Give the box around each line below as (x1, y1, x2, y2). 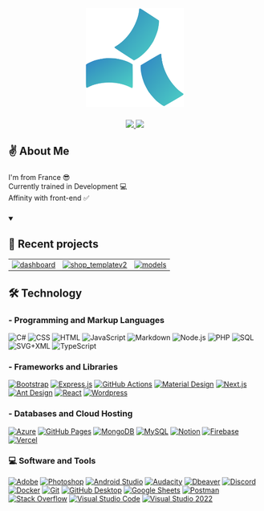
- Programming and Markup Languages (8, 314, 164, 325)
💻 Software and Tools (8, 456, 96, 467)
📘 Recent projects (8, 237, 99, 251)
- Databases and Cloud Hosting (8, 408, 133, 419)
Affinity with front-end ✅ (8, 193, 90, 203)
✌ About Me (8, 145, 70, 158)
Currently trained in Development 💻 (8, 182, 128, 191)
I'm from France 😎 (8, 173, 71, 182)
